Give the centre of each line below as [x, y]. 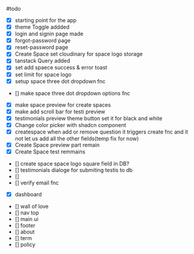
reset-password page [42, 47]
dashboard [28, 195]
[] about [25, 232]
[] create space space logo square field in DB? [72, 164]
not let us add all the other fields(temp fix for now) [77, 138]
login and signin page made [49, 34]
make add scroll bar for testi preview [60, 111]
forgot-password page [43, 41]
